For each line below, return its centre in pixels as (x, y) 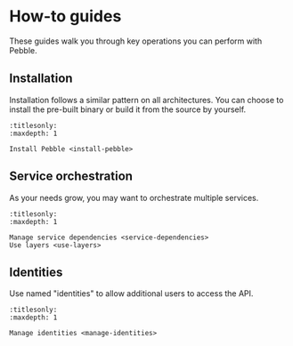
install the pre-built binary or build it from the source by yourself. (128, 109)
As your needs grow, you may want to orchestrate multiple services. (134, 197)
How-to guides (65, 16)
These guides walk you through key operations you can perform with (136, 41)
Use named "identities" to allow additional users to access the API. (131, 294)
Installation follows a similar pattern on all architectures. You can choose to (146, 100)
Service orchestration (71, 177)
